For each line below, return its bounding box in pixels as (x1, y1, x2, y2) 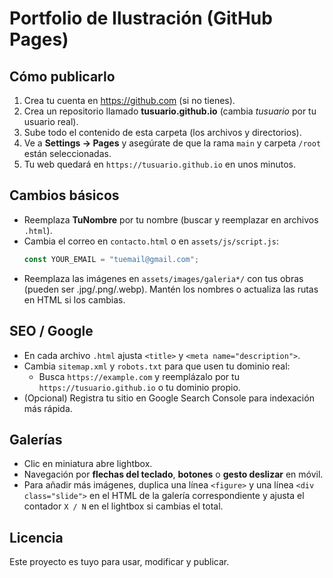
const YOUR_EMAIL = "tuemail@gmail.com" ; (23, 254, 200, 264)
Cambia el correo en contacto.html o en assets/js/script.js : (23, 235, 279, 247)
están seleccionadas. (23, 148, 112, 159)
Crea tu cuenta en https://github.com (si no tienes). (23, 95, 236, 106)
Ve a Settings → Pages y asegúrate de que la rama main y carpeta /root (23, 137, 322, 149)
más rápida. (23, 402, 73, 414)
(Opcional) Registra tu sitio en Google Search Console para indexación (23, 392, 315, 404)
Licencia (9, 529, 64, 546)
